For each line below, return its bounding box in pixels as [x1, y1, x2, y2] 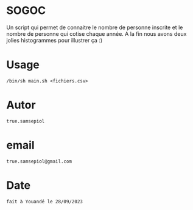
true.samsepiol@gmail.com [6, 158, 72, 164]
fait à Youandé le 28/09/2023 [6, 198, 83, 205]
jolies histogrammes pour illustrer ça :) [6, 36, 103, 44]
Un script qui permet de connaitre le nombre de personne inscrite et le [6, 24, 183, 31]
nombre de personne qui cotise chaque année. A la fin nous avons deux [6, 30, 187, 37]
